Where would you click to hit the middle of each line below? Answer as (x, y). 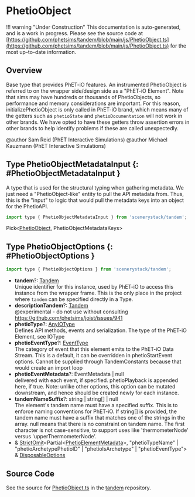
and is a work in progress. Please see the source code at (75, 33)
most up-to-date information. (41, 52)
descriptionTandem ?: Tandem (52, 306)
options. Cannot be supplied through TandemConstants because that (98, 361)
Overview (24, 71)
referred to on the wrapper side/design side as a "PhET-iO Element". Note (95, 91)
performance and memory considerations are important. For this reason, (93, 103)
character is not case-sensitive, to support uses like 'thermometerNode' (102, 430)
